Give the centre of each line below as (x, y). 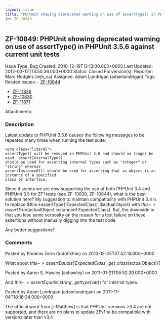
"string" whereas (23, 167)
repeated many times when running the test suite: (56, 140)
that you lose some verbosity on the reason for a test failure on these (75, 215)
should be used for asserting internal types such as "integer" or (76, 162)
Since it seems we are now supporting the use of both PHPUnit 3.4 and (78, 189)
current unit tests (32, 54)
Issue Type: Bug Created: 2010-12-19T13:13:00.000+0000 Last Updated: (79, 66)
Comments (19, 243)
